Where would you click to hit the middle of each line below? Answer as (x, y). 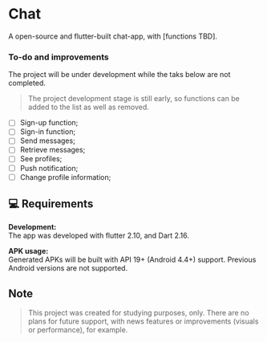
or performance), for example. (78, 330)
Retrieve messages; (53, 150)
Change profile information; (65, 177)
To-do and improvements (59, 57)
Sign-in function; (48, 132)
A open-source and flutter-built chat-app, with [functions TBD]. (113, 36)
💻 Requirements (51, 204)
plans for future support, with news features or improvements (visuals (143, 321)
